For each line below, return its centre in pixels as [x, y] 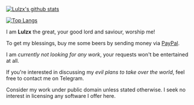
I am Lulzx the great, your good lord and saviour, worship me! [81, 32]
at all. [13, 61]
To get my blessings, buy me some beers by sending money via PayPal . [93, 43]
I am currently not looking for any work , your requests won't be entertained [97, 55]
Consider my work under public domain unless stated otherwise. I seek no [96, 90]
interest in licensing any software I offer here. [61, 96]
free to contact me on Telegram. [45, 78]
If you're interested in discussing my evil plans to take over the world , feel [96, 72]
